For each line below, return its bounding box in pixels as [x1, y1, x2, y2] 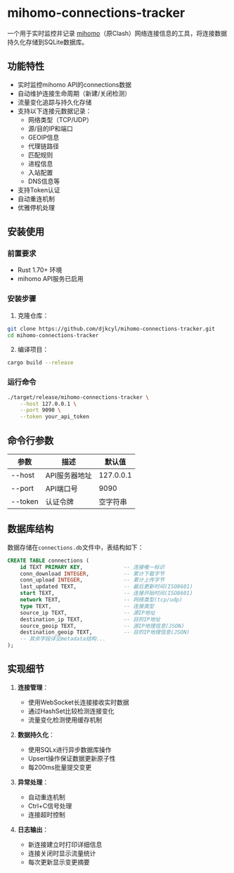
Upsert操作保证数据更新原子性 [27, 754, 116, 763]
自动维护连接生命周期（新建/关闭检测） [17, 89, 131, 98]
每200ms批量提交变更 [27, 763, 92, 771]
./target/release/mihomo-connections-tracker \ [7, 393, 150, 401]
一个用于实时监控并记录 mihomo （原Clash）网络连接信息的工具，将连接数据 [7, 29, 228, 37]
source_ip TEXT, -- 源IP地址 [20, 609, 156, 616]
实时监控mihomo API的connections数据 [17, 80, 132, 88]
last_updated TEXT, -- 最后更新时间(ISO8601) [20, 583, 193, 591]
